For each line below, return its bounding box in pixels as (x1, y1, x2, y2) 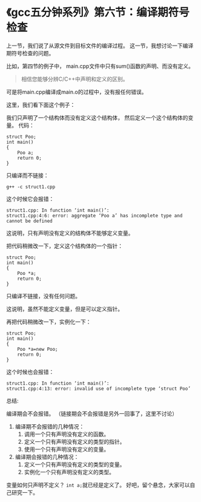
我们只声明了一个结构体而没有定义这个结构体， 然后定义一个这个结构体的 (6, 114, 188, 121)
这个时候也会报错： (6, 368, 54, 375)
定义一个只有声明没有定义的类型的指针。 (24, 438, 125, 445)
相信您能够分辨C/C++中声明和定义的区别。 (21, 75, 128, 83)
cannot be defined (6, 218, 53, 224)
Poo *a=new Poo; (17, 346, 59, 352)
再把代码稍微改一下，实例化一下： (6, 318, 91, 325)
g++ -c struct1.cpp (6, 183, 56, 190)
